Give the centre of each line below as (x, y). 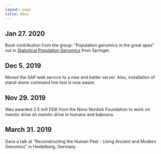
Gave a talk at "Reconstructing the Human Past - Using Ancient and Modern (80, 141)
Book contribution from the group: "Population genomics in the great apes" (80, 45)
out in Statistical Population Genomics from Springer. (58, 50)
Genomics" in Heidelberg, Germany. (41, 146)
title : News (17, 14)
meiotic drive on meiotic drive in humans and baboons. (60, 114)
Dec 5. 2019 (23, 66)
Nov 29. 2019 (25, 98)
